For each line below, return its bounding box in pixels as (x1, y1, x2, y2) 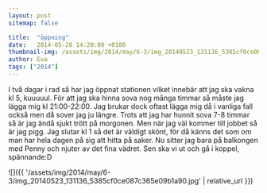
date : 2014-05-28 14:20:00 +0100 (8, 41, 126, 48)
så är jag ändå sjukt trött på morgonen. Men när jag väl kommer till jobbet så (8, 118, 258, 128)
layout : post (8, 11, 52, 20)
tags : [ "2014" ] (8, 63, 59, 71)
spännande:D (8, 152, 52, 161)
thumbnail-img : (8, 48, 59, 56)
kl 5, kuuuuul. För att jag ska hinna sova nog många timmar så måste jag (8, 93, 245, 102)
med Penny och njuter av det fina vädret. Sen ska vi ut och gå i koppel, (8, 144, 240, 153)
